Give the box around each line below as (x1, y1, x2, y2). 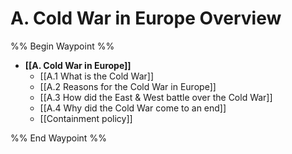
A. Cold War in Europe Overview (10, 7, 282, 30)
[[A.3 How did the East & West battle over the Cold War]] (39, 91, 273, 103)
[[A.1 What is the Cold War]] (39, 70, 154, 82)
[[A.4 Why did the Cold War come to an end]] (39, 102, 227, 114)
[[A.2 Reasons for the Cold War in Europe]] (39, 80, 217, 92)
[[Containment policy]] (39, 112, 133, 124)
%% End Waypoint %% (10, 132, 107, 144)
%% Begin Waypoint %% (10, 40, 115, 52)
